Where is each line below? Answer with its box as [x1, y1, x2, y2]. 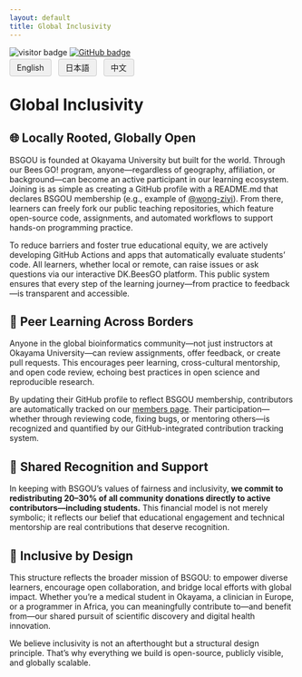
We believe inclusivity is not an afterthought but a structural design [9, 637, 260, 649]
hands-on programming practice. [9, 221, 133, 232]
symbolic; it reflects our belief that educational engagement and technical [9, 512, 286, 523]
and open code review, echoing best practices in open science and [9, 367, 260, 378]
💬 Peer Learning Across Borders [9, 314, 194, 329]
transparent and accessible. [25, 288, 130, 299]
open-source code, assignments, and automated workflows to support [9, 212, 274, 223]
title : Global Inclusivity [9, 22, 112, 31]
